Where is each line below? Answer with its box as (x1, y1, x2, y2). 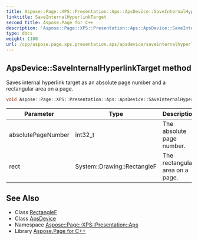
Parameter (24, 109, 55, 118)
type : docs (6, 31, 33, 36)
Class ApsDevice (14, 215, 57, 222)
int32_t (75, 131, 95, 139)
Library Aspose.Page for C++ (14, 228, 87, 235)
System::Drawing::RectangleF (75, 162, 157, 171)
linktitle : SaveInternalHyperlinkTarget (6, 14, 107, 20)
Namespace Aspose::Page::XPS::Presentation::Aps (14, 221, 138, 228)
